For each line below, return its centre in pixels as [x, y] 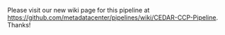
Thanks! [19, 25]
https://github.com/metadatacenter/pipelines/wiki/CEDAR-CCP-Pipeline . [112, 17]
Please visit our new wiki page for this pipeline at [79, 10]
